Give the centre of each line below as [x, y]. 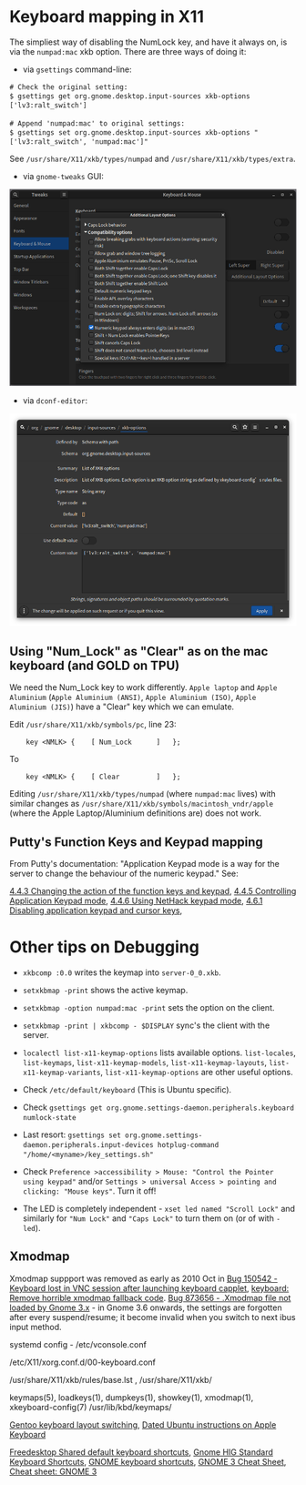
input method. [36, 1327]
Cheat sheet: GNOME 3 [53, 1471]
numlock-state [49, 1118]
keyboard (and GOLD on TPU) [95, 665]
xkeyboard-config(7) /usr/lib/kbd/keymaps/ [91, 1407]
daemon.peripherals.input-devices [88, 1145]
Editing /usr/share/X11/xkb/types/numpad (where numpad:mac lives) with [143, 794]
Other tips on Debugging [105, 947]
